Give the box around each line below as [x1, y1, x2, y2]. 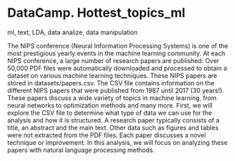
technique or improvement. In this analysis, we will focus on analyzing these [7, 138, 228, 146]
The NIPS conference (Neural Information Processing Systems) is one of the [7, 41, 229, 50]
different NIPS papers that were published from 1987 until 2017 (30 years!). [7, 86, 224, 94]
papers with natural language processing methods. [7, 146, 155, 154]
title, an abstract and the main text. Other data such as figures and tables [7, 123, 219, 132]
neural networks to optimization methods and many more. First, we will [7, 101, 212, 109]
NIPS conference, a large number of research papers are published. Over [7, 56, 220, 64]
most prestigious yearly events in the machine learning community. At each [7, 49, 226, 57]
